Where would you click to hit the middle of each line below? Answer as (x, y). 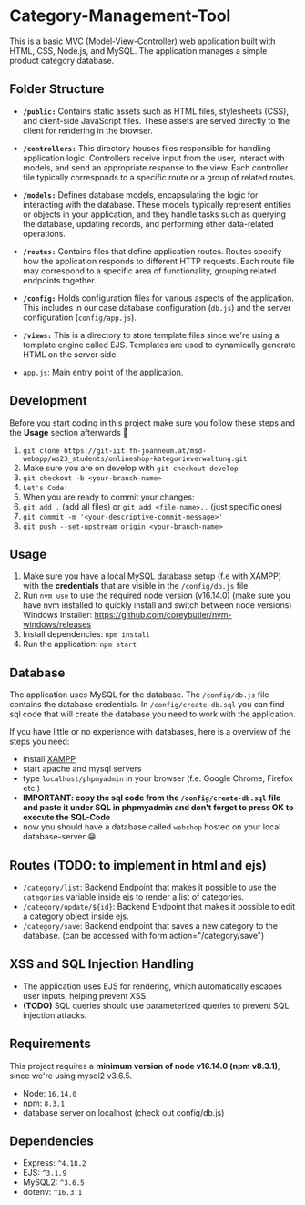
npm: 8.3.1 (44, 1103)
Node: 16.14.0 (50, 1093)
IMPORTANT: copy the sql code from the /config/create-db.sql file (152, 798)
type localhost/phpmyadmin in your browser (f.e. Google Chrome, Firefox (158, 778)
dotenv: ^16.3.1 (52, 1192)
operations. (44, 233)
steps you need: (40, 742)
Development (49, 401)
